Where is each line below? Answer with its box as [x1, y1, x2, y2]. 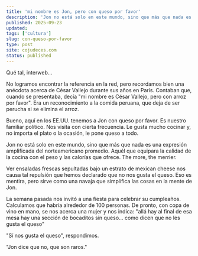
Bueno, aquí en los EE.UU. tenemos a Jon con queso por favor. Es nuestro [6, 116, 186, 124]
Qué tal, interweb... [6, 69, 53, 76]
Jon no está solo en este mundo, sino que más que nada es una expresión [6, 141, 187, 148]
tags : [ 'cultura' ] [6, 31, 51, 37]
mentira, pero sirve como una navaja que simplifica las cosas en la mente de [6, 177, 192, 184]
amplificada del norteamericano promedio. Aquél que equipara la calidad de [6, 147, 191, 154]
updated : [6, 25, 28, 31]
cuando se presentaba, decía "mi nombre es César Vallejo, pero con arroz [6, 93, 186, 100]
